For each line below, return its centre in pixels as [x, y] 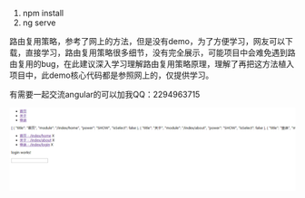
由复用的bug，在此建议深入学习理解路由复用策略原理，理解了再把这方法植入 [152, 64]
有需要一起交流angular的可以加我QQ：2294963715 [105, 94]
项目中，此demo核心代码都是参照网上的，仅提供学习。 [112, 75]
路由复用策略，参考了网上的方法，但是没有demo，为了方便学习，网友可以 [148, 41]
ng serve [39, 23]
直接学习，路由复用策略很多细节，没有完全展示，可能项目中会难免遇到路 [160, 52]
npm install [43, 13]
